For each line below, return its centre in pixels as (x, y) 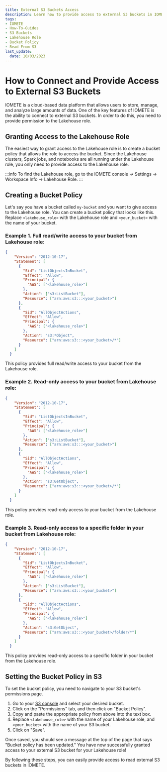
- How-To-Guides (22, 28)
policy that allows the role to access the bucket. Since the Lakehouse (76, 154)
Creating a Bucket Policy (44, 195)
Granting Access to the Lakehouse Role (67, 137)
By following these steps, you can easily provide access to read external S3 (83, 760)
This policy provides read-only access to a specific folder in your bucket (79, 656)
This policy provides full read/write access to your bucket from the (73, 363)
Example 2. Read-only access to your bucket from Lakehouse (81, 382)
